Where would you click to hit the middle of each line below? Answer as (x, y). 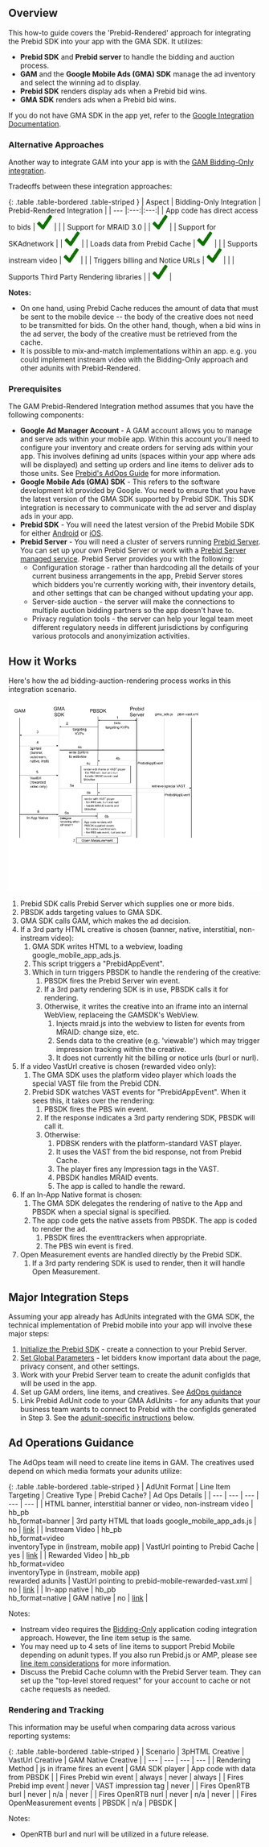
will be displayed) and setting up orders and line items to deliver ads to (137, 465)
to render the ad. (60, 1229)
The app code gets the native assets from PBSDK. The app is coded (145, 1220)
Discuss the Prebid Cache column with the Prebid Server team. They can (141, 1671)
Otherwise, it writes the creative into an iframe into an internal (146, 1007)
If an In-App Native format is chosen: (81, 1195)
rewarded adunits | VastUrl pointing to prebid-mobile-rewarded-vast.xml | (130, 1580)
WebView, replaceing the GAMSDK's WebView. (121, 1015)
